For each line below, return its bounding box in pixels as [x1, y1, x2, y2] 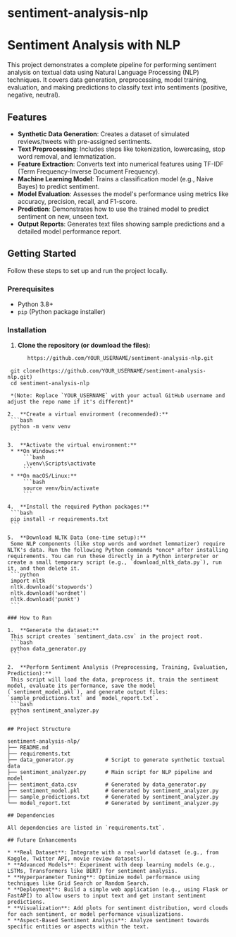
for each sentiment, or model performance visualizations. [7, 911, 185, 918]
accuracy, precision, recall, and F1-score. [17, 197, 137, 205]
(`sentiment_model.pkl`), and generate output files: [7, 689, 169, 696]
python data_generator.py [10, 646, 87, 653]
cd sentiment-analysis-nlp [10, 380, 90, 387]
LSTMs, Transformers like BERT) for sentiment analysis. [7, 868, 178, 875]
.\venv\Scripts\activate [23, 460, 97, 467]
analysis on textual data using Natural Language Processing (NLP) [7, 68, 199, 77]
